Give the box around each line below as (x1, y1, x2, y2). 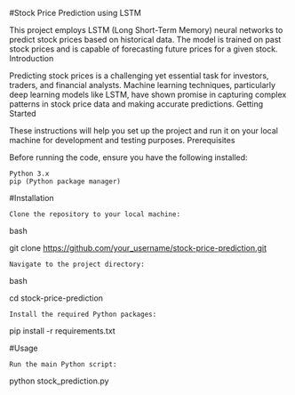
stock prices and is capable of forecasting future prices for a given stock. (9, 44, 278, 54)
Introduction (9, 53, 54, 63)
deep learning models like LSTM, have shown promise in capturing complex (9, 89, 287, 100)
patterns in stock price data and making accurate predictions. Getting (9, 99, 264, 109)
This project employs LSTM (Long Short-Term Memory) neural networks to (9, 25, 283, 35)
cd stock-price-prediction (9, 293, 104, 303)
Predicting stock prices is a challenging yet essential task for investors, (9, 70, 269, 81)
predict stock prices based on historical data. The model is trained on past (9, 35, 282, 44)
